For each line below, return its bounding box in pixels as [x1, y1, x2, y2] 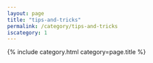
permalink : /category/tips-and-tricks [7, 23, 118, 29]
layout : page [7, 10, 45, 17]
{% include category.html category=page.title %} [7, 48, 146, 56]
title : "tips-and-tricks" [7, 16, 81, 23]
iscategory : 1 [7, 29, 48, 36]
